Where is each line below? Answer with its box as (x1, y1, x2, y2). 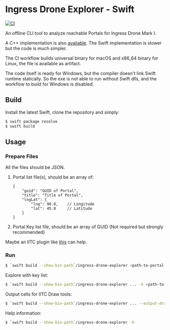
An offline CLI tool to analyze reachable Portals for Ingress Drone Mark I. (5, 30, 156, 36)
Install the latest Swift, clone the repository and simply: (5, 109, 120, 115)
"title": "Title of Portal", (22, 193, 83, 198)
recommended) (12, 229, 45, 235)
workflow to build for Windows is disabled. (5, 81, 94, 87)
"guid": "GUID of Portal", (22, 188, 79, 193)
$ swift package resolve (5, 119, 58, 124)
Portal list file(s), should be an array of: (12, 174, 94, 180)
